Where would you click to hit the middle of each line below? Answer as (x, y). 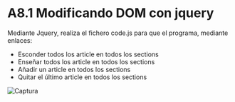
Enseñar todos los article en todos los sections (86, 61)
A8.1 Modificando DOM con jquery (111, 13)
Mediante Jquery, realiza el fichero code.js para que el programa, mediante (118, 33)
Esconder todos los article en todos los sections (88, 54)
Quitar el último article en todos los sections (82, 77)
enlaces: (20, 40)
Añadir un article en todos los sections (74, 69)
